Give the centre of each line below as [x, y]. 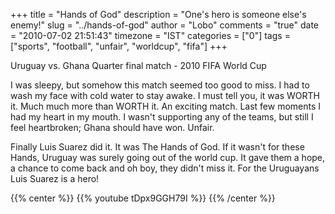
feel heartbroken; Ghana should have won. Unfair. [112, 127]
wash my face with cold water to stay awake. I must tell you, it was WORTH [165, 95]
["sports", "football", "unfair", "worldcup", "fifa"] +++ [119, 46]
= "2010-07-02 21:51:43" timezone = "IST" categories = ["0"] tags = [150, 35]
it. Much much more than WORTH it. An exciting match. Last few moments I [166, 106]
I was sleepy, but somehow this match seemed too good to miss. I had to [160, 85]
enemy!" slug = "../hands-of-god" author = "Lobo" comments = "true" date [165, 25]
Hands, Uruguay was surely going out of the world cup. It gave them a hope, [168, 157]
